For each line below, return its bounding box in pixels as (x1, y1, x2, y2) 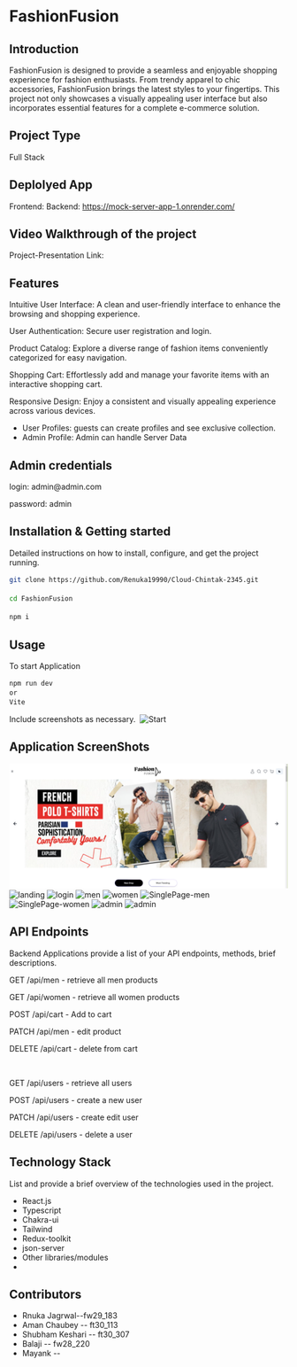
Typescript (21, 1205, 62, 1216)
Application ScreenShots (9, 740, 150, 755)
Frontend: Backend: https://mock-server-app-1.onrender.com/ (9, 201, 236, 212)
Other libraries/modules (21, 1252, 109, 1262)
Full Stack (9, 151, 45, 162)
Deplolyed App (9, 177, 93, 192)
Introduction (9, 42, 80, 57)
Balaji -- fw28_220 (21, 1339, 90, 1349)
